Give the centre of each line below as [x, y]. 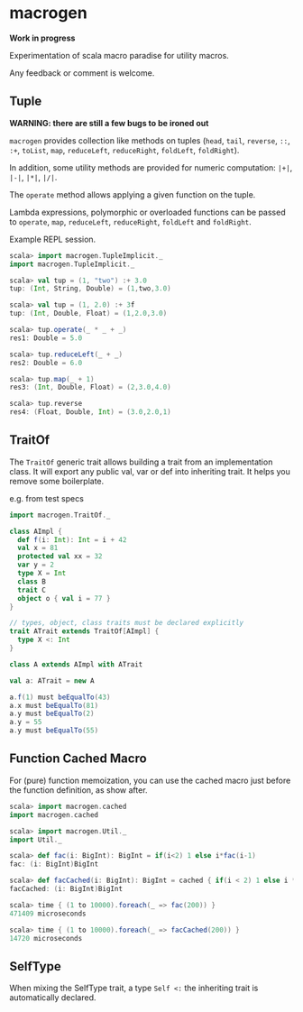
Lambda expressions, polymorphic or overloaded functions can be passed [147, 212]
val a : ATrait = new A [52, 681]
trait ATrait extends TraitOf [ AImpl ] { [84, 631]
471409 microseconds [48, 914]
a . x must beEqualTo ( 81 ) [54, 705]
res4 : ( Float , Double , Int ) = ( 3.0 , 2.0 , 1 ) [90, 412]
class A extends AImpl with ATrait [76, 664]
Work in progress [42, 38]
